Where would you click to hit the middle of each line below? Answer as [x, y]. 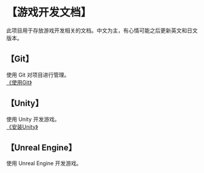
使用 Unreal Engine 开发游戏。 [44, 163]
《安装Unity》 [22, 127]
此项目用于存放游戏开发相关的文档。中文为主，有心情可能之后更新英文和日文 [102, 30]
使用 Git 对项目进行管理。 [38, 75]
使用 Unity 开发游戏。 [33, 119]
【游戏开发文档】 [49, 12]
